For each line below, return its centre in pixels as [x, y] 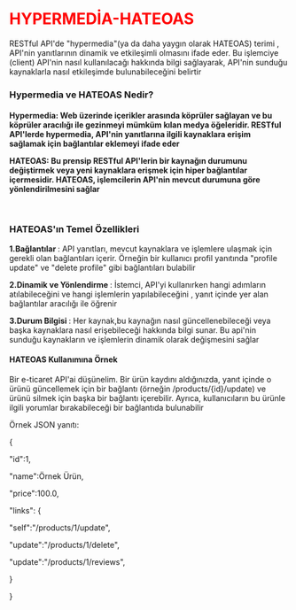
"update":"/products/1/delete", [64, 544]
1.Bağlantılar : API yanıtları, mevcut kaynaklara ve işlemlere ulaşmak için [141, 249]
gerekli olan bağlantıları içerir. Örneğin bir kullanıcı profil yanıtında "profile [143, 258]
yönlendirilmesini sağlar [55, 189]
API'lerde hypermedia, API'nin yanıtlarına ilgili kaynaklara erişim [130, 135]
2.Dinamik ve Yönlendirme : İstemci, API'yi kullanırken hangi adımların [138, 284]
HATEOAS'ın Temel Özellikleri [74, 229]
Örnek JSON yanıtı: [44, 424]
